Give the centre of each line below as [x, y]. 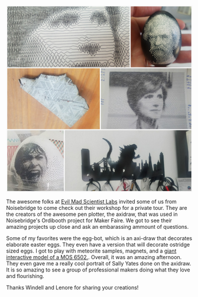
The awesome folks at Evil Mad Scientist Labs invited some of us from [92, 202]
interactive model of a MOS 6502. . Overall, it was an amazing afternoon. [94, 257]
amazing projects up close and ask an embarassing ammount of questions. [98, 227]
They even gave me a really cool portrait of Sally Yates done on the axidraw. [99, 264]
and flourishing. [25, 276]
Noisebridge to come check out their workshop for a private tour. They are [97, 208]
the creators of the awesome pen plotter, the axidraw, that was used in [92, 214]
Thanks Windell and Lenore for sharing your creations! [72, 288]
